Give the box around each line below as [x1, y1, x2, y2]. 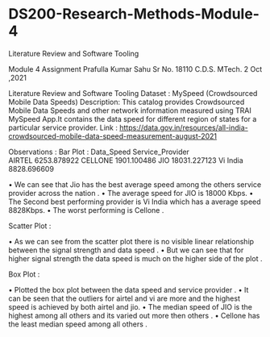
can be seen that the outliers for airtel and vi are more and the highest [8, 293, 240, 303]
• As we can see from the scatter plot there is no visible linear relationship [8, 236, 255, 246]
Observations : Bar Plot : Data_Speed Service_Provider [8, 147, 189, 156]
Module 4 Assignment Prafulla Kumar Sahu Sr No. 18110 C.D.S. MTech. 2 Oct [8, 64, 263, 73]
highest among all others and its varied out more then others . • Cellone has [8, 310, 260, 320]
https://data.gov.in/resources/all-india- [119, 123, 248, 132]
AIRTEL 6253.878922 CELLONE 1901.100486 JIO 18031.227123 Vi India [8, 155, 243, 165]
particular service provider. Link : [8, 123, 118, 132]
